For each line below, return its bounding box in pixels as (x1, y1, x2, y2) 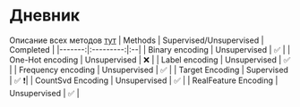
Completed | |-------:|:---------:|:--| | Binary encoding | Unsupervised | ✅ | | (9, 44, 291, 54)
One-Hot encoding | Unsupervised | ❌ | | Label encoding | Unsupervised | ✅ (9, 54, 291, 65)
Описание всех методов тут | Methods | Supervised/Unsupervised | (9, 35, 264, 45)
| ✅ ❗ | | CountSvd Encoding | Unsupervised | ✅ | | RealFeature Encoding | (9, 75, 279, 86)
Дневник (9, 5, 81, 26)
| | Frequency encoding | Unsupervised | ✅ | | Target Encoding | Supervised (9, 64, 289, 75)
